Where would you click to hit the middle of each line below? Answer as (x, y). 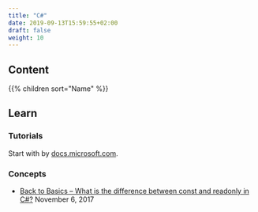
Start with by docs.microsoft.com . (63, 153)
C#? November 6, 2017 (57, 199)
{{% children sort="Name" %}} (58, 89)
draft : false (30, 30)
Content (29, 69)
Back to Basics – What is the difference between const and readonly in (135, 191)
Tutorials (26, 136)
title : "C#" (28, 15)
